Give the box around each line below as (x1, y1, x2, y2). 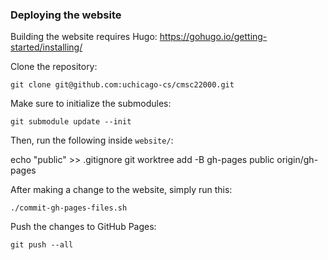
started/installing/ (10, 41, 83, 53)
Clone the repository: (10, 61, 98, 73)
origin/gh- (276, 154, 319, 166)
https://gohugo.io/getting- (159, 31, 268, 43)
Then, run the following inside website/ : (10, 134, 174, 147)
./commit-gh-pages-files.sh (10, 203, 128, 213)
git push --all (10, 240, 74, 250)
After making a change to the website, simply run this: (10, 184, 233, 196)
